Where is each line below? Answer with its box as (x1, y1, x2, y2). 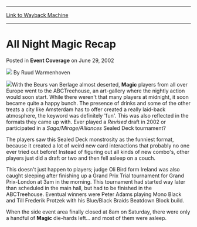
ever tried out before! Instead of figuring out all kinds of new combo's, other (6, 148, 190, 155)
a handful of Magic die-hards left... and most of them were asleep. (6, 214, 167, 221)
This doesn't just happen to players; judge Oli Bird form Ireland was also (6, 166, 180, 173)
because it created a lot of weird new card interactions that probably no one (6, 142, 190, 149)
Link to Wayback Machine (6, 12, 69, 18)
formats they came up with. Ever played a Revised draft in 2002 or (6, 118, 166, 125)
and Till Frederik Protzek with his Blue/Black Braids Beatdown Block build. (6, 197, 185, 204)
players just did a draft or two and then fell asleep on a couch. (6, 154, 156, 161)
